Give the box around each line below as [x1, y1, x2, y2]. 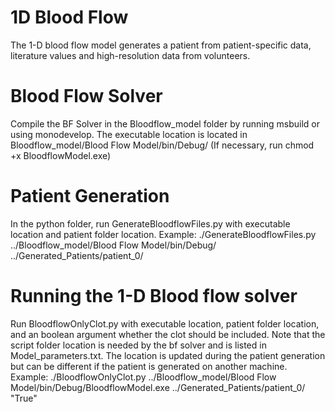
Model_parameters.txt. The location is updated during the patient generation [10, 349, 326, 361]
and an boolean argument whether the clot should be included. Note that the [10, 328, 326, 340]
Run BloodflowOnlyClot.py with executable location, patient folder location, [10, 317, 320, 330]
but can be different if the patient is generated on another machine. [10, 360, 288, 372]
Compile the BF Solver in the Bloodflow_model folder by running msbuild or [10, 117, 321, 130]
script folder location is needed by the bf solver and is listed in [10, 339, 267, 351]
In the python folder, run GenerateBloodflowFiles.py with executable [10, 217, 291, 230]
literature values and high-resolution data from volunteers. [10, 49, 251, 61]
